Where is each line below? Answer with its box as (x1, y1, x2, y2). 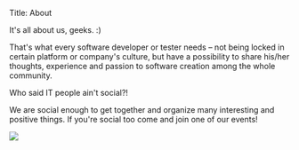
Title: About (9, 8, 53, 18)
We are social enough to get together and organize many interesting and (9, 105, 275, 114)
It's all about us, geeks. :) (9, 25, 102, 35)
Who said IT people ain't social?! (9, 88, 129, 98)
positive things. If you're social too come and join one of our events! (9, 114, 258, 124)
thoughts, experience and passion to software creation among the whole (9, 61, 276, 71)
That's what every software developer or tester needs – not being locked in (9, 42, 285, 52)
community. (9, 70, 53, 81)
